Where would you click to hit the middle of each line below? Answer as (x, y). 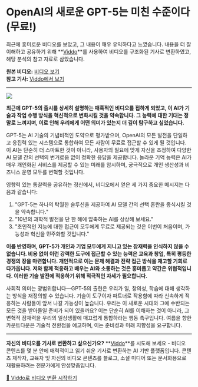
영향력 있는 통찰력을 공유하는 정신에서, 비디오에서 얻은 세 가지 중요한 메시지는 (95, 184)
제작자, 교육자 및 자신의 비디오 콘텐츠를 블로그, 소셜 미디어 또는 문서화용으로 (99, 358)
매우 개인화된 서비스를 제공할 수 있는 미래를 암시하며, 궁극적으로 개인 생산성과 (95, 164)
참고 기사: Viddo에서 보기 (35, 79)
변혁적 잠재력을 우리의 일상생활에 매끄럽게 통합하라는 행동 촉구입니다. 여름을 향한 (99, 317)
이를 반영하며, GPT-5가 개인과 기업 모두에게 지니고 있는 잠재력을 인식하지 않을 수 (98, 246)
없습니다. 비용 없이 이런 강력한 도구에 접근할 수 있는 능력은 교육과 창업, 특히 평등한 (99, 253)
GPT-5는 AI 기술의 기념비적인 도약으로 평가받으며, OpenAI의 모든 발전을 (89, 135)
